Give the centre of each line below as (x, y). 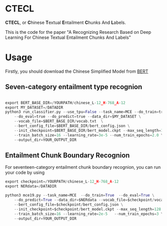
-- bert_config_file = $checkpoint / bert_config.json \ (69, 205)
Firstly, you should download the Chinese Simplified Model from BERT (77, 71)
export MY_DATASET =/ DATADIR (34, 108)
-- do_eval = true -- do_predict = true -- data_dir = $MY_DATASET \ (78, 117)
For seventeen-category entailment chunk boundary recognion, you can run (83, 167)
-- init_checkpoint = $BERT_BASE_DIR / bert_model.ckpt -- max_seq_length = (88, 130)
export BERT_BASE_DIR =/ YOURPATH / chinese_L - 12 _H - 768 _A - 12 (65, 103)
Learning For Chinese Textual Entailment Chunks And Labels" (68, 37)
